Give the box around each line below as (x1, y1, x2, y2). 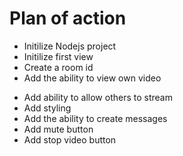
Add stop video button (23, 133, 117, 146)
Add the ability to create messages (23, 112, 168, 124)
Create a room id (23, 61, 94, 73)
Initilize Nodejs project (23, 40, 117, 52)
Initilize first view (23, 50, 94, 62)
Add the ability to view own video (23, 72, 162, 84)
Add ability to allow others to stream (23, 91, 173, 103)
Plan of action (9, 7, 127, 30)
